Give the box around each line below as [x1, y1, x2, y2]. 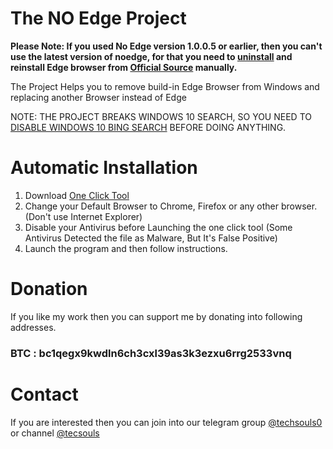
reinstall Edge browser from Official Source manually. [10, 61, 238, 73]
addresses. [10, 321, 57, 333]
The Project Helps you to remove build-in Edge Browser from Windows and [10, 80, 320, 92]
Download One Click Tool [24, 189, 130, 201]
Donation [10, 278, 88, 301]
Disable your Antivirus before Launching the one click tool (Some [24, 221, 293, 233]
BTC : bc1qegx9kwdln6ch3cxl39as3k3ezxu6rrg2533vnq [10, 346, 292, 360]
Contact [10, 383, 79, 406]
